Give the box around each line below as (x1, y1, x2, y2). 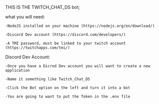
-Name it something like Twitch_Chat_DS (5, 77, 91, 82)
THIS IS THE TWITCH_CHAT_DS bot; (5, 4, 80, 10)
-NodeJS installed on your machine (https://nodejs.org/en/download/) (5, 23, 155, 28)
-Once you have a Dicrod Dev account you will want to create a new (5, 64, 151, 69)
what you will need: (5, 14, 45, 19)
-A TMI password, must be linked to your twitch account (5, 41, 126, 46)
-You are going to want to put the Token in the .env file (5, 94, 131, 99)
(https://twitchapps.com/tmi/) (5, 45, 70, 50)
